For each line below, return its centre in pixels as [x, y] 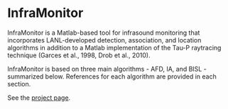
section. [19, 84]
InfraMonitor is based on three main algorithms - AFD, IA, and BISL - [107, 69]
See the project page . [39, 98]
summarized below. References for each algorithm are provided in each [112, 76]
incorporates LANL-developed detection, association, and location [104, 40]
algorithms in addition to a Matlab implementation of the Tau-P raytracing [114, 47]
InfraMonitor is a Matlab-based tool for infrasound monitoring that [104, 33]
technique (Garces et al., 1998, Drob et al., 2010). [79, 55]
